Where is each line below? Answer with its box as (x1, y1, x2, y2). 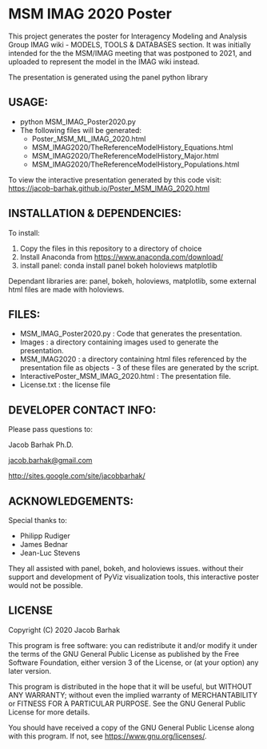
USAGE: (8, 95, 49, 109)
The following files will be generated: (19, 125, 142, 135)
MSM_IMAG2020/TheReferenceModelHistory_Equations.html (31, 142, 233, 152)
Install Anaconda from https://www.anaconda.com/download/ (19, 252, 224, 261)
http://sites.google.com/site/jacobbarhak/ (8, 471, 145, 481)
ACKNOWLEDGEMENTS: (8, 494, 134, 508)
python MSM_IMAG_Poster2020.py (19, 117, 136, 127)
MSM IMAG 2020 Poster (8, 5, 172, 23)
